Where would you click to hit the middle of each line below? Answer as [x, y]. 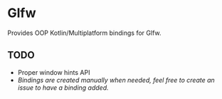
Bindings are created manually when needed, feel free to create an [116, 80]
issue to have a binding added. [63, 88]
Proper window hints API [54, 72]
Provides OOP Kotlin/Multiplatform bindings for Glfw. [84, 33]
